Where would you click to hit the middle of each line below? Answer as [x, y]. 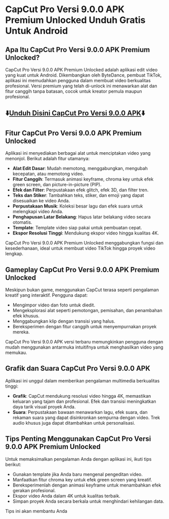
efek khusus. [26, 316]
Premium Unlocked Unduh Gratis [75, 20]
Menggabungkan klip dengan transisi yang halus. [64, 321]
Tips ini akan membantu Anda [36, 511]
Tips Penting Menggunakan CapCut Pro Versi [78, 439]
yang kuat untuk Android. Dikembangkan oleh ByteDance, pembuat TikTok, [83, 75]
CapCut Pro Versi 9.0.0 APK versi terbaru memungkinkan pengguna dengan [84, 342]
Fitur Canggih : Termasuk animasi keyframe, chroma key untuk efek [83, 179]
